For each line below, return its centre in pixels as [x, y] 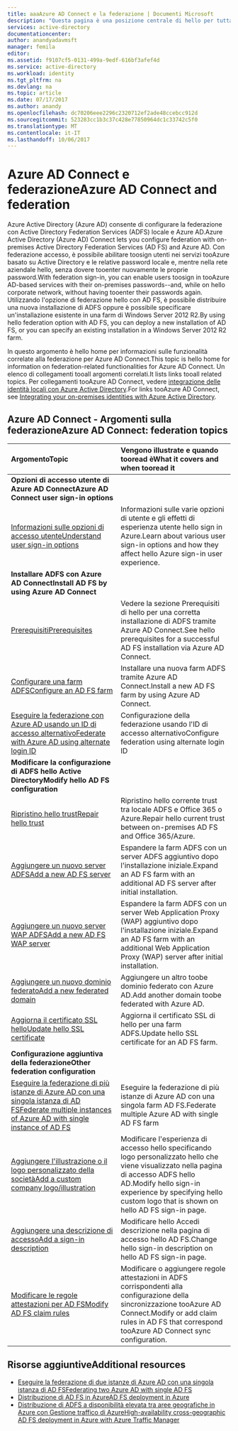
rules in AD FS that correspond [171, 1322]
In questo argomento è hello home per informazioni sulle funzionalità [107, 352]
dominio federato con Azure [167, 986]
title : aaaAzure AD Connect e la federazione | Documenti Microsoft [110, 14]
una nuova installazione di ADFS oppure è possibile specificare [99, 308]
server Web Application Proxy [170, 912]
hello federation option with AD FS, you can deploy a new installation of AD [117, 323]
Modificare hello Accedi [160, 1221]
